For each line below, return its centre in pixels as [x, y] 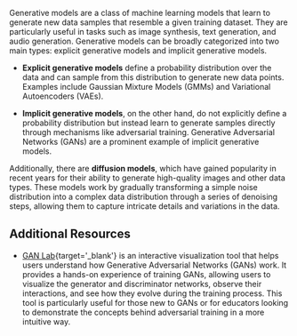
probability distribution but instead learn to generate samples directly [148, 123]
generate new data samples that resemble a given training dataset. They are [149, 22]
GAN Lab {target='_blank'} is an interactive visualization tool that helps [150, 255]
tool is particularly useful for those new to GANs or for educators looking [155, 302]
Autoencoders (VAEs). [63, 96]
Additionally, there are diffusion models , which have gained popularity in [143, 168]
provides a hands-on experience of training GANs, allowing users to [146, 274]
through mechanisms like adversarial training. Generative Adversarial [148, 132]
